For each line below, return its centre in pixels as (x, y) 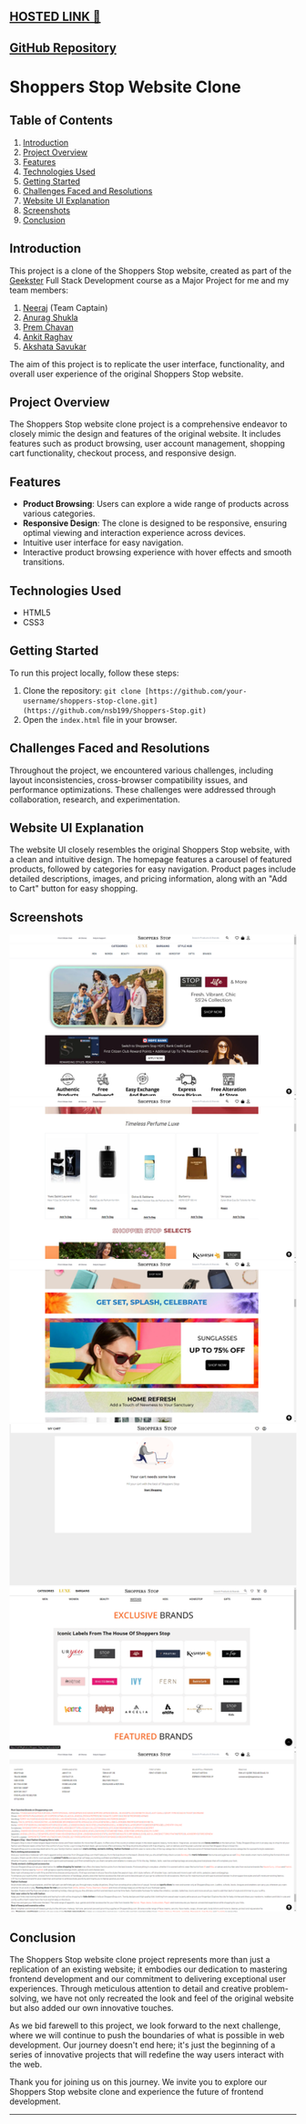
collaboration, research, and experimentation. (95, 799)
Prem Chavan (48, 327)
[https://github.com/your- (196, 691)
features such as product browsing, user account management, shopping (147, 444)
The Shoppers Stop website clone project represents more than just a (140, 1960)
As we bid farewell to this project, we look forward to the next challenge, (145, 2026)
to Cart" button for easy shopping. (74, 889)
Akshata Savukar (54, 346)
